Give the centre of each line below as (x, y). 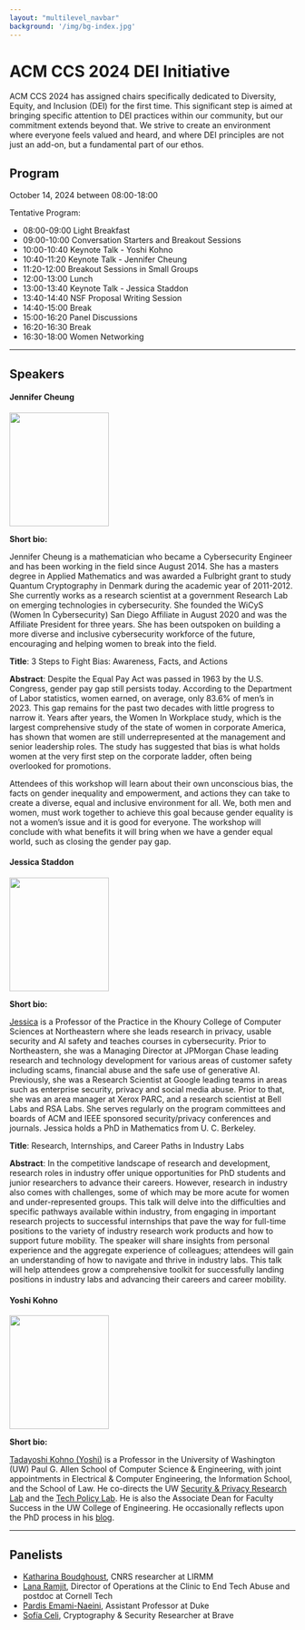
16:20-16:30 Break (57, 327)
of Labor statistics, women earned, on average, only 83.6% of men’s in (142, 698)
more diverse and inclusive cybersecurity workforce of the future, (133, 634)
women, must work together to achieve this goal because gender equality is (151, 812)
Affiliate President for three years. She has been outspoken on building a (145, 624)
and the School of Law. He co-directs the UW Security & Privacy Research (148, 1489)
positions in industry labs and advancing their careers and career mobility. (148, 1280)
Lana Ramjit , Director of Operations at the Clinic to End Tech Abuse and (156, 1586)
